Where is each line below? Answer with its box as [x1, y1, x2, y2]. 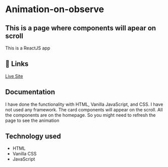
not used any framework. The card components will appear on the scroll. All [5, 106, 163, 112]
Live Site [5, 73, 23, 79]
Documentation [5, 88, 55, 97]
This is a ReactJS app [5, 45, 50, 51]
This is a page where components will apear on [5, 24, 156, 32]
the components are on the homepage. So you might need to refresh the [5, 112, 156, 118]
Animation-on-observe [5, 4, 104, 15]
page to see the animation [5, 117, 60, 123]
